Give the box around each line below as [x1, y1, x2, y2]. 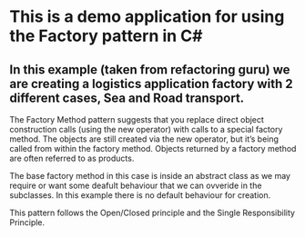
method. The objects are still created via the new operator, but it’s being [9, 133, 280, 144]
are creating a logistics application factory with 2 [9, 75, 293, 92]
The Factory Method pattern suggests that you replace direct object [9, 114, 264, 124]
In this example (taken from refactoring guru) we [9, 62, 290, 77]
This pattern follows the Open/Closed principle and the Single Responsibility [9, 207, 296, 218]
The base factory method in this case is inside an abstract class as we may [9, 171, 291, 181]
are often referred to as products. [9, 153, 135, 163]
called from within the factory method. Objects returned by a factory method [9, 143, 297, 153]
